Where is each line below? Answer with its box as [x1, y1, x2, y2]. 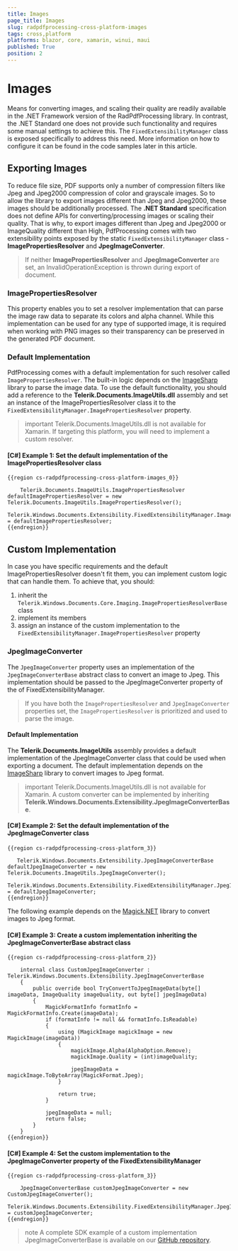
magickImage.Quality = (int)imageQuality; [70, 1054, 198, 1061]
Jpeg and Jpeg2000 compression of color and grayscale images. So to [7, 189, 215, 197]
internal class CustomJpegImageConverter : [20, 966, 151, 973]
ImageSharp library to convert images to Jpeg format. [7, 768, 164, 777]
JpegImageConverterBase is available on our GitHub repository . [24, 1236, 211, 1245]
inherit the [17, 591, 48, 600]
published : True [7, 43, 55, 50]
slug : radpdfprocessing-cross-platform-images [7, 23, 147, 31]
